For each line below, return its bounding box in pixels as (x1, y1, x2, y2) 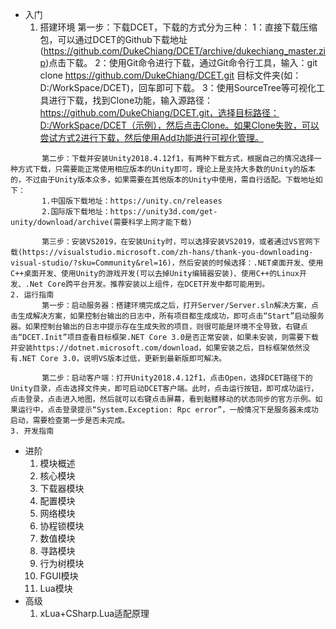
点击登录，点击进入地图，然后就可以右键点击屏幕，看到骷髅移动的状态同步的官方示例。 (10, 394, 316, 404)
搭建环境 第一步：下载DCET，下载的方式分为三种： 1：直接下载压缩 (39, 21, 318, 33)
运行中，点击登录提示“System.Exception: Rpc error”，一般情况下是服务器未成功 (17, 405, 319, 415)
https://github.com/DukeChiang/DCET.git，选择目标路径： (39, 107, 280, 118)
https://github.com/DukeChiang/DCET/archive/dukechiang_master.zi (43, 45, 326, 57)
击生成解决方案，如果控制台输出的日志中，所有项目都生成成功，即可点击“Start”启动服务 (10, 311, 325, 321)
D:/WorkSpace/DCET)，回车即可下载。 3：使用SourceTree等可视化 (39, 82, 317, 93)
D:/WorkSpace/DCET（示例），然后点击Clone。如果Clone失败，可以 (39, 119, 320, 131)
